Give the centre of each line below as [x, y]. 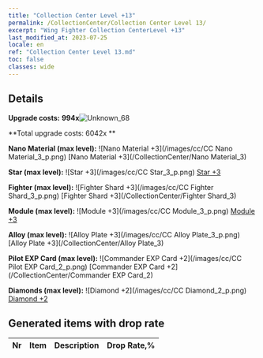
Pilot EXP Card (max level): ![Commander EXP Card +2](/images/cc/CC [125, 258]
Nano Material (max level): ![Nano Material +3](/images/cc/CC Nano [120, 148]
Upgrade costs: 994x [44, 117]
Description [77, 345]
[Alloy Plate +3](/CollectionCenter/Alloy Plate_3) [86, 243]
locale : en [26, 45]
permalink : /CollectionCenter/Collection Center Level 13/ [107, 23]
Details [26, 99]
